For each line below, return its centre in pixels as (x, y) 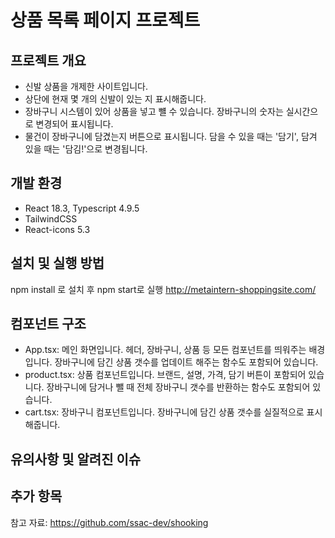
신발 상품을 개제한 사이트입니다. (86, 86)
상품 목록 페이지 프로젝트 (105, 20)
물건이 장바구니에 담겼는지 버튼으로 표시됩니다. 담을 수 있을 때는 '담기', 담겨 (171, 136)
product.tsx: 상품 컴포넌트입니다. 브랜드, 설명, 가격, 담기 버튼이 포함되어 (165, 375)
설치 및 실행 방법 (57, 263)
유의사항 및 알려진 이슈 (76, 459)
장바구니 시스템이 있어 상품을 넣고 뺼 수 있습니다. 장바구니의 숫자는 (154, 111)
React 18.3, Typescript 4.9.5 (82, 208)
